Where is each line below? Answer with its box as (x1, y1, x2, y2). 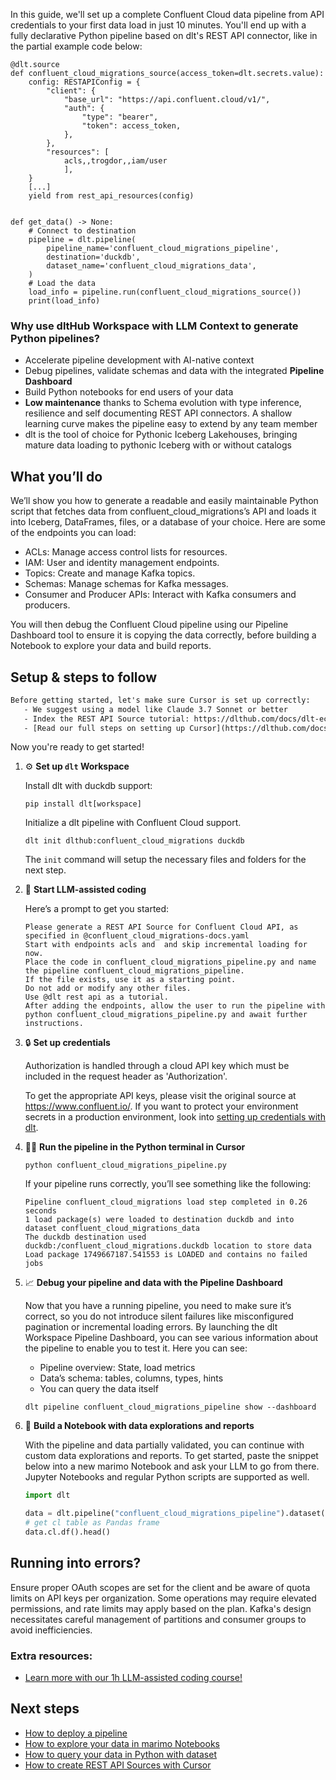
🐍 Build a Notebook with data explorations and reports (24, 1420, 255, 1432)
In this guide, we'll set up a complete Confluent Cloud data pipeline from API (10, 9, 325, 20)
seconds (24, 1206, 57, 1216)
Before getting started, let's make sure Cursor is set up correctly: (10, 695, 311, 705)
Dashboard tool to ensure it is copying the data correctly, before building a (10, 629, 317, 641)
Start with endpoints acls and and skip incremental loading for (24, 940, 308, 950)
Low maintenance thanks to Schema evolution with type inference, (24, 397, 302, 409)
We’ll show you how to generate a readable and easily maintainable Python (10, 495, 319, 507)
